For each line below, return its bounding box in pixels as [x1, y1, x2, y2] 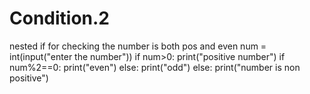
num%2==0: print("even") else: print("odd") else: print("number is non [9, 61, 301, 73]
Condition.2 [9, 7, 110, 30]
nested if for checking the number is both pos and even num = [9, 40, 267, 52]
